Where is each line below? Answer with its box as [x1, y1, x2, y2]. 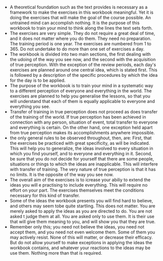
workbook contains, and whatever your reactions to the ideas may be [9, 245, 151, 251]
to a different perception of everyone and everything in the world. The [9, 88, 152, 94]
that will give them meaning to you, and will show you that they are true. [9, 219, 156, 225]
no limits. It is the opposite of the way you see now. [9, 172, 114, 177]
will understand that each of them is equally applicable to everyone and [9, 98, 155, 104]
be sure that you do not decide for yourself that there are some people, [9, 156, 154, 162]
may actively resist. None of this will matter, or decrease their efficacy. [9, 234, 153, 240]
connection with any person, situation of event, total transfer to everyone [9, 119, 158, 125]
